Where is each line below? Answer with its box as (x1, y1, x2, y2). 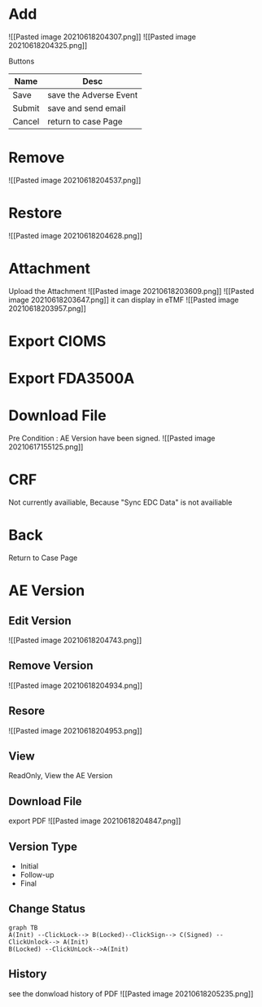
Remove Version (8, 659, 94, 672)
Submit (12, 103, 40, 114)
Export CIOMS (8, 331, 107, 350)
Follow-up (20, 870, 55, 879)
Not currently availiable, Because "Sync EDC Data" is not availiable (8, 497, 233, 507)
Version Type (8, 839, 77, 853)
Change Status (8, 902, 85, 916)
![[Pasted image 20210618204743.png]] (8, 635, 142, 645)
